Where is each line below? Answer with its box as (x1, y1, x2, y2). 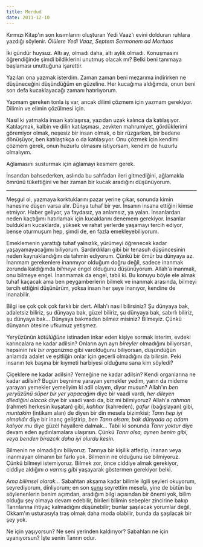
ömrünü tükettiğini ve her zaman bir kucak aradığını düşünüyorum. (6, 178, 172, 185)
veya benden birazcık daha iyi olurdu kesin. (6, 435, 115, 442)
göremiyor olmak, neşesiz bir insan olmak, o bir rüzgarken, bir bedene (6, 129, 181, 136)
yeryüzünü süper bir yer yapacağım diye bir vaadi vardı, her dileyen (6, 390, 175, 397)
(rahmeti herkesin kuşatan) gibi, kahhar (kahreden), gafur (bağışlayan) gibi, (6, 403, 194, 410)
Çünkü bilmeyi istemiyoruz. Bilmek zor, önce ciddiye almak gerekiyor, (6, 459, 178, 467)
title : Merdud (6, 8, 42, 15)
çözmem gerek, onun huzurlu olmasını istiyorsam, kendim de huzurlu (6, 142, 178, 149)
